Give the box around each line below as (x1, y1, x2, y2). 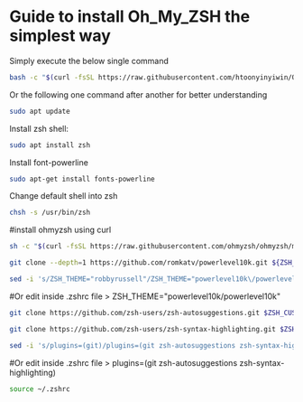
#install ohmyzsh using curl (9, 224, 112, 236)
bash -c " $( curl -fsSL (9, 72, 95, 82)
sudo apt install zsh (9, 140, 91, 150)
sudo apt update (9, 107, 70, 116)
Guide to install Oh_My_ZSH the (9, 6, 251, 27)
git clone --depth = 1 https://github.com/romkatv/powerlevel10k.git (9, 258, 269, 267)
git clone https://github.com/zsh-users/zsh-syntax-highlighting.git (9, 324, 277, 333)
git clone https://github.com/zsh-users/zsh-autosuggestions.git (9, 308, 260, 317)
